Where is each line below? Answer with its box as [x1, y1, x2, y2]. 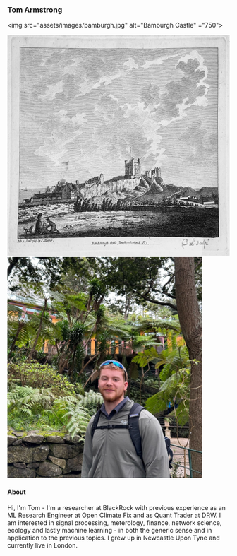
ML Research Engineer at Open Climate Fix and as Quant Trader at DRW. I [7, 511, 221, 519]
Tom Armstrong [7, 5, 63, 15]
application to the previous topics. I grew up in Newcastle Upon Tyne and [7, 533, 220, 542]
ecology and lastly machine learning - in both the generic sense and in [7, 526, 212, 534]
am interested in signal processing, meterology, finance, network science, [7, 518, 222, 527]
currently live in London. [7, 540, 78, 549]
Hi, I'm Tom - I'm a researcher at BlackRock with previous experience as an [7, 503, 226, 511]
